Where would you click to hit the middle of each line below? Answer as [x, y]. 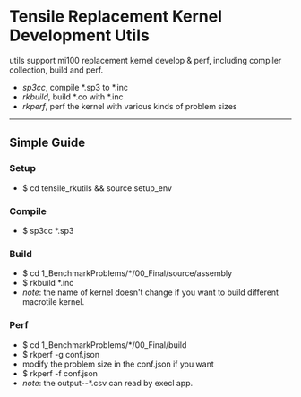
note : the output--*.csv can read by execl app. [107, 383]
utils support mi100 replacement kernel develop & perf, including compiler [146, 60]
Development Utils [79, 35]
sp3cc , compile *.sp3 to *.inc [75, 87]
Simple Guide [47, 143]
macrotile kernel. [53, 302]
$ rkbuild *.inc [48, 283]
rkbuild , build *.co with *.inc [73, 97]
